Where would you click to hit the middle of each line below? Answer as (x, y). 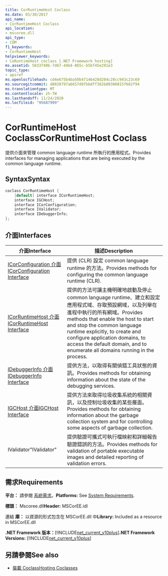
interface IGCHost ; (34, 200)
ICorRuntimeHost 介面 (33, 316)
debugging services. (91, 385)
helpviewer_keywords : (28, 56)
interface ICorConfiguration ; (46, 205)
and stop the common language (104, 325)
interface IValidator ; (38, 209)
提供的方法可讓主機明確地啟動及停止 (109, 289)
